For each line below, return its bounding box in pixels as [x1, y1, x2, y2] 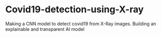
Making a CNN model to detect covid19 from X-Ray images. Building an [5, 21, 156, 27]
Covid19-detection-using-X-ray [5, 4, 144, 15]
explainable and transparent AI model [5, 26, 85, 32]
